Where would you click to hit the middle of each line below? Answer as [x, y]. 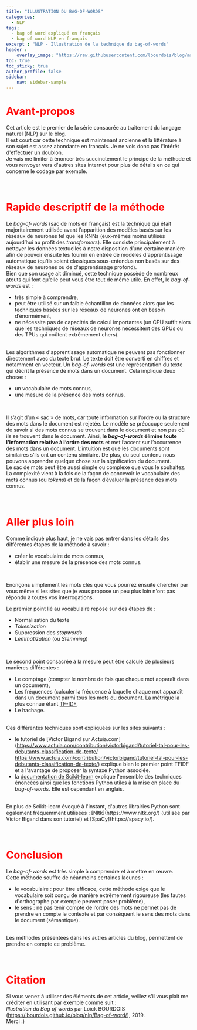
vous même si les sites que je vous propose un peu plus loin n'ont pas [91, 591]
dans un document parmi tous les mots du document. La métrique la [97, 698]
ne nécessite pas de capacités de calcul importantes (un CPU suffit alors [103, 322]
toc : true [18, 60]
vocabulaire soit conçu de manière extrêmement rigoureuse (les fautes [100, 895]
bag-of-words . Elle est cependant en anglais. [69, 788]
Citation [26, 980]
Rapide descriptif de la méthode [86, 207]
